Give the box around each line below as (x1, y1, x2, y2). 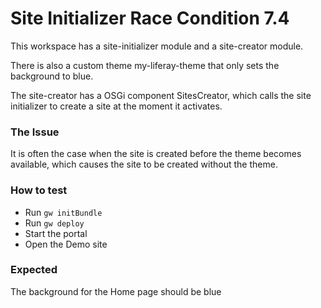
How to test (10, 183, 68, 197)
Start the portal (24, 227, 88, 239)
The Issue (10, 125, 60, 139)
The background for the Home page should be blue (10, 285, 222, 297)
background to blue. (10, 70, 94, 82)
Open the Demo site (24, 238, 108, 250)
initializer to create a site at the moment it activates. (10, 100, 223, 112)
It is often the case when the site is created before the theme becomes (10, 148, 302, 160)
